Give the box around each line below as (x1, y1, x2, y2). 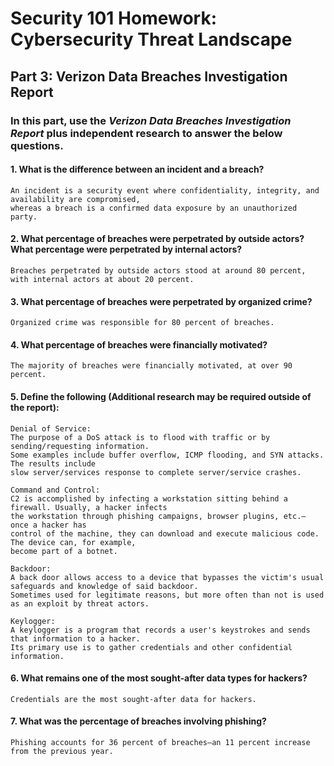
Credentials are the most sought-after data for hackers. (10, 694, 257, 704)
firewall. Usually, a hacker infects (10, 502, 168, 512)
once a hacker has (10, 520, 87, 530)
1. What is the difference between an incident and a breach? (10, 163, 265, 176)
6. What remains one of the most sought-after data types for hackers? (10, 672, 308, 684)
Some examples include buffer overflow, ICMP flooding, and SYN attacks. (10, 450, 325, 460)
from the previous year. (10, 746, 114, 756)
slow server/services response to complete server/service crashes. (10, 467, 302, 477)
